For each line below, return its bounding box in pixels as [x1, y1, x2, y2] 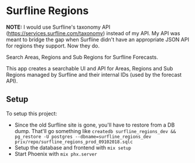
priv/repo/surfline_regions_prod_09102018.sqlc [14, 139, 133, 145]
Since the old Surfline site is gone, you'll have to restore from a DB [14, 121, 175, 128]
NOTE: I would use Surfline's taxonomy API [6, 23, 111, 30]
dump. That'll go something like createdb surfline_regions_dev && [14, 127, 176, 134]
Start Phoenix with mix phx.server [14, 150, 98, 157]
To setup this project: [6, 110, 57, 117]
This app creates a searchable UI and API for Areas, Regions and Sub [6, 64, 173, 72]
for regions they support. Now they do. [6, 42, 100, 49]
